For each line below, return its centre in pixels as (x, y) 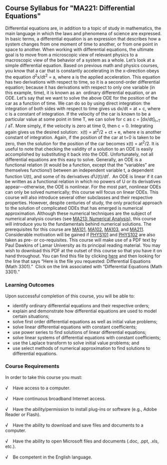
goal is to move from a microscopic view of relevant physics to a (71, 55)
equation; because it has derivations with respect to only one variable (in (80, 88)
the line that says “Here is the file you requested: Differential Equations (78, 261)
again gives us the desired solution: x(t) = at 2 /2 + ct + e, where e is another (83, 131)
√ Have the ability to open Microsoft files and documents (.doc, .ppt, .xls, (82, 441)
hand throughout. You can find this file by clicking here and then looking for (83, 256)
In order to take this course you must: (44, 377)
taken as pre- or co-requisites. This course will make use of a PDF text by (81, 240)
